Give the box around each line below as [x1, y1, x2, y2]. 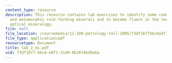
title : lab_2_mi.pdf [5, 45, 50, 50]
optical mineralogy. [10, 21, 54, 27]
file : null [5, 26, 29, 31]
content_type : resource [5, 7, 56, 13]
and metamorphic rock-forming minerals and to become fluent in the [10, 17, 159, 22]
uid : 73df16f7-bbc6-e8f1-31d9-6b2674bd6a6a [5, 50, 100, 55]
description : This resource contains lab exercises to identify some [5, 12, 157, 17]
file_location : [5, 31, 38, 36]
